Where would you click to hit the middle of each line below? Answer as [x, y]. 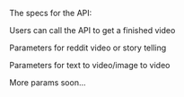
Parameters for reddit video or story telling [88, 48]
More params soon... [48, 83]
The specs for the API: [51, 13]
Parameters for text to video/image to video [90, 65]
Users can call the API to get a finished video [92, 30]
